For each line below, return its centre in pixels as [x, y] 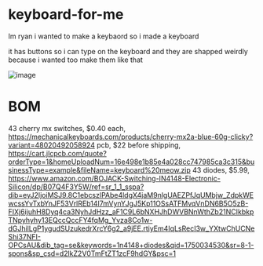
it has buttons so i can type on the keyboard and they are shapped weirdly [128, 51]
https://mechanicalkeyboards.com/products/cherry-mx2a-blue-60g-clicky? [131, 137]
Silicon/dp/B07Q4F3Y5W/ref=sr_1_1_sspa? [76, 187]
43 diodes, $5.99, [221, 169]
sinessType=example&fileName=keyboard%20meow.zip [99, 169]
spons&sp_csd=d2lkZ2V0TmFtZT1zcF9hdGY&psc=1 [92, 253]
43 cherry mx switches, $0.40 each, [67, 128]
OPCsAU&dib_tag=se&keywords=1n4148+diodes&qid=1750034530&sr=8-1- [131, 245]
